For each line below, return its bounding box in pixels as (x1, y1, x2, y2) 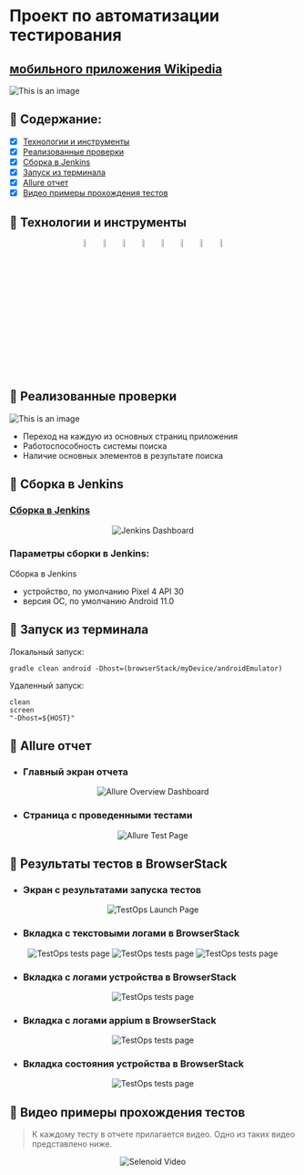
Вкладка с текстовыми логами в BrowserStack (22, 927, 240, 940)
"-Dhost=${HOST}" (9, 713, 76, 723)
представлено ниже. (31, 1139, 112, 1149)
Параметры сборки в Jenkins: (9, 547, 150, 560)
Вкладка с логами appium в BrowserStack (22, 1014, 217, 1026)
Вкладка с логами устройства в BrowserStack (22, 971, 237, 983)
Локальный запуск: (9, 646, 85, 657)
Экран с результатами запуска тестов (22, 883, 202, 896)
